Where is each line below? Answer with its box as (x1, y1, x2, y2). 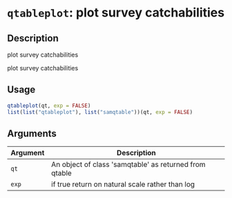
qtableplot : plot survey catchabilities (7, 5, 225, 21)
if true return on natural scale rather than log (51, 179, 195, 189)
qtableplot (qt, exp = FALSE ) (7, 102, 91, 109)
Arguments (7, 128, 57, 139)
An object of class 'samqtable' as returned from (51, 160, 206, 170)
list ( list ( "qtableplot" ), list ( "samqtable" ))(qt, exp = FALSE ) (7, 108, 193, 115)
